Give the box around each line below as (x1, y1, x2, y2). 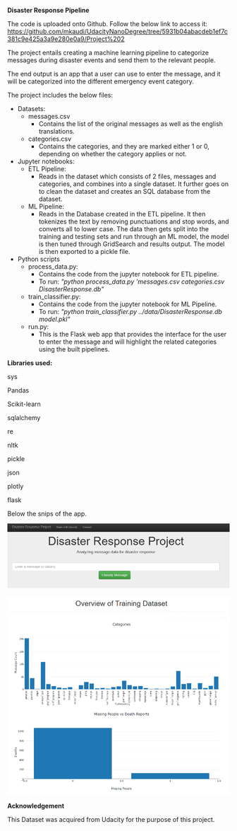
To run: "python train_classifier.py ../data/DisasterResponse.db (38, 308, 222, 315)
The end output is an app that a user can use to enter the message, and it (7, 70, 221, 78)
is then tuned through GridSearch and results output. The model (38, 240, 225, 248)
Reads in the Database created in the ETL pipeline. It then (38, 210, 206, 218)
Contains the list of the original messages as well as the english (38, 120, 224, 128)
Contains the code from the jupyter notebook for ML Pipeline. (38, 300, 217, 308)
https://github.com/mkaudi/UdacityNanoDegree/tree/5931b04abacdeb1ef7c (7, 28, 228, 35)
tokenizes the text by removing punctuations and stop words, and (38, 217, 229, 226)
